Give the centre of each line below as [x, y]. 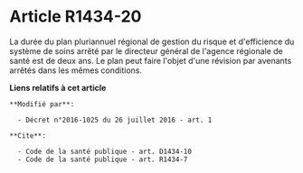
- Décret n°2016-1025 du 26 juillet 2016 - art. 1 [115, 120]
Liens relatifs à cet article [58, 87]
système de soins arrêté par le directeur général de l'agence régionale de [146, 50]
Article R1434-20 [76, 17]
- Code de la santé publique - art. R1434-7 [103, 159]
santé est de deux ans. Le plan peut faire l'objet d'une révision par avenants [151, 60]
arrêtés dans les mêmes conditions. [76, 70]
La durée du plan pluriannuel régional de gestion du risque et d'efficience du [152, 41]
